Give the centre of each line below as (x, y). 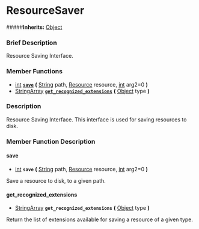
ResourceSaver (45, 11)
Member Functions (35, 72)
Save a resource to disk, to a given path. (56, 180)
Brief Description (32, 43)
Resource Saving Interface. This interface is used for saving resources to (96, 119)
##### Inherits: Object (34, 27)
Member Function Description (51, 141)
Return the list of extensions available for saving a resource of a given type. (100, 219)
